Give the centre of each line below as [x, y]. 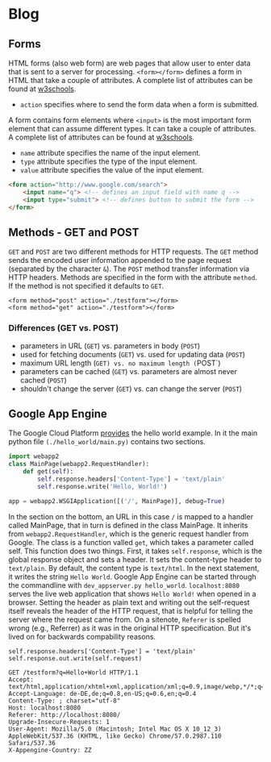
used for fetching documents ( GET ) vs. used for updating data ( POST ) [133, 354]
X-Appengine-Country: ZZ [50, 750]
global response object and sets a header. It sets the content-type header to [135, 559]
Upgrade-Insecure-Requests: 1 [59, 722]
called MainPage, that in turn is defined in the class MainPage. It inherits [128, 525]
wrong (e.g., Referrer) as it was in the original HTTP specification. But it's [130, 628]
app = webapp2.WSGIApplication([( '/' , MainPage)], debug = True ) [117, 501]
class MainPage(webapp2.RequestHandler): [79, 464]
